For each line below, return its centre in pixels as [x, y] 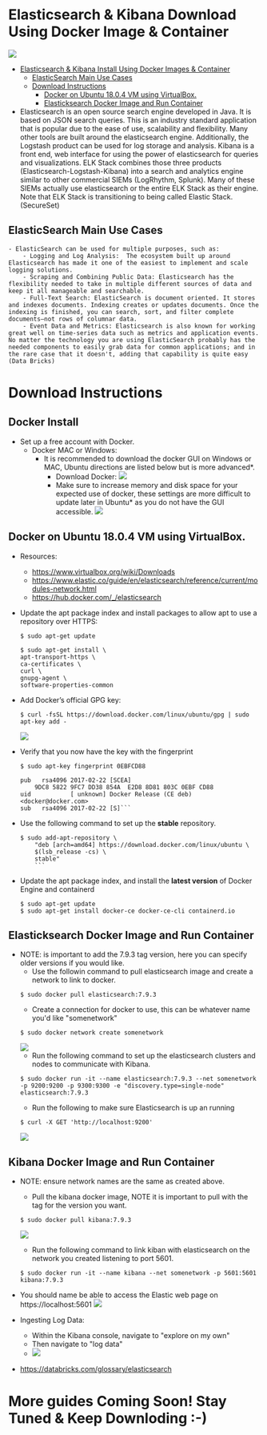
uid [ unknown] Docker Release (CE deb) [106, 794]
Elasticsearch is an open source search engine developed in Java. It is [135, 111]
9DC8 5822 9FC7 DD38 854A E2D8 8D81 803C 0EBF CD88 [124, 787]
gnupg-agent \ [43, 678]
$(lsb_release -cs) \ [70, 852]
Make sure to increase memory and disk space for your [147, 485]
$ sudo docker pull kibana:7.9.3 [76, 1220]
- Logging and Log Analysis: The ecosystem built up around [126, 256]
